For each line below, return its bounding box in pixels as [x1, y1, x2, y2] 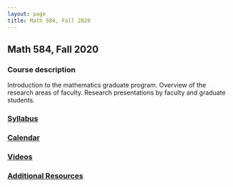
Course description [7, 65, 76, 75]
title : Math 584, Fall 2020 [7, 17, 91, 24]
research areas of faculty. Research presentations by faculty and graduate [7, 88, 226, 97]
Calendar [7, 133, 41, 143]
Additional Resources [7, 171, 83, 181]
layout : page [7, 10, 46, 18]
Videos [7, 151, 33, 161]
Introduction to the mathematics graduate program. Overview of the [7, 81, 207, 90]
